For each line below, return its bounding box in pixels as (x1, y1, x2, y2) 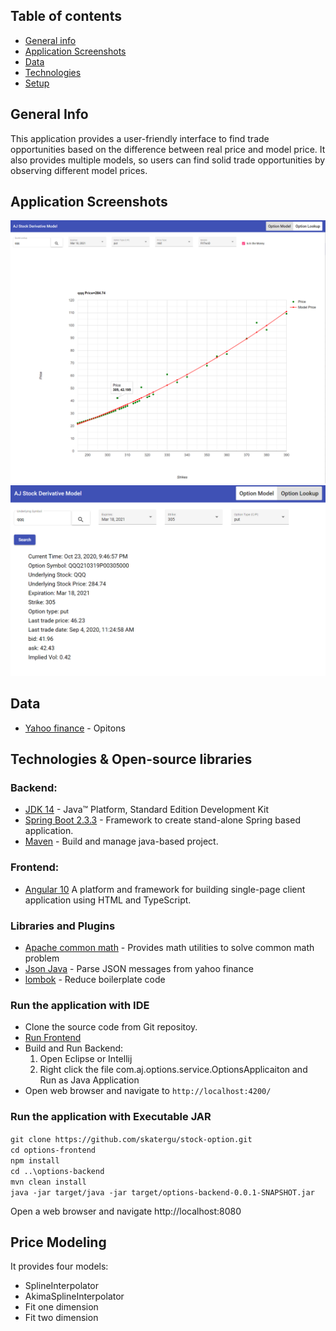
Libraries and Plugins (10, 919, 116, 933)
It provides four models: (10, 1260, 109, 1273)
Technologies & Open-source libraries (10, 751, 253, 768)
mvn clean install (10, 1177, 87, 1187)
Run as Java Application (39, 1074, 140, 1086)
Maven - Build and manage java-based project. (24, 835, 219, 848)
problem (24, 952, 60, 964)
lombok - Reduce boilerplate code (24, 974, 166, 986)
